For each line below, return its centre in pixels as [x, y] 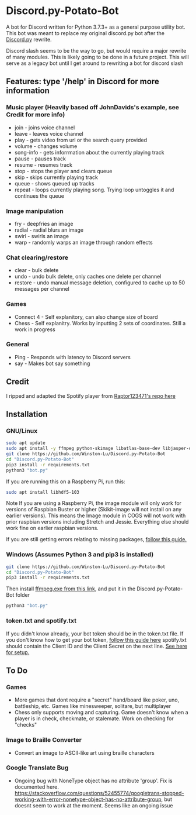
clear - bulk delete [36, 270]
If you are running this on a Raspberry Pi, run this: [66, 482]
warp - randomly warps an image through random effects [83, 242]
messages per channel [42, 289]
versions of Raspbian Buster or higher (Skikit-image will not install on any [94, 510]
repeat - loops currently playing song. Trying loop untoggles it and [94, 190]
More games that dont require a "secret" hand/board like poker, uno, [97, 700]
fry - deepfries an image [44, 223]
